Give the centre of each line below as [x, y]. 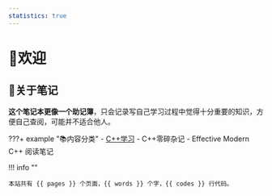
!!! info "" [23, 167]
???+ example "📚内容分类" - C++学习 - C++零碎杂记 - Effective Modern [129, 139]
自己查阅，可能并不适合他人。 [65, 121]
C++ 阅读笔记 [31, 151]
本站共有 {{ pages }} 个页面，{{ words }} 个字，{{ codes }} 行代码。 [121, 183]
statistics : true [38, 16]
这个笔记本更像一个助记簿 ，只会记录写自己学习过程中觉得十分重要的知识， [132, 111]
